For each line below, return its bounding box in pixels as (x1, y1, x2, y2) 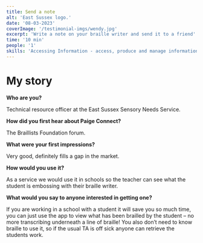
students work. (6, 231, 43, 238)
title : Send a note (6, 8, 56, 15)
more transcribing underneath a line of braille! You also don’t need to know (6, 218, 192, 226)
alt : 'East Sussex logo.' (6, 14, 71, 21)
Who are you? (6, 94, 42, 101)
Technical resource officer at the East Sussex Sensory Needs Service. (6, 106, 181, 113)
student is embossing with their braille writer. (6, 182, 118, 189)
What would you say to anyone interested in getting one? (6, 194, 152, 201)
